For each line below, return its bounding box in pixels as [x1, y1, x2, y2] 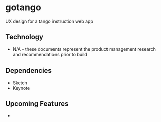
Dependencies [5, 66, 52, 75]
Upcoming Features [5, 99, 69, 108]
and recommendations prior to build [12, 51, 87, 57]
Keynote [12, 85, 30, 91]
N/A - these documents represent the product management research [12, 46, 156, 52]
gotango [5, 2, 41, 13]
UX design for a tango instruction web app [5, 18, 93, 24]
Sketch [12, 80, 28, 86]
